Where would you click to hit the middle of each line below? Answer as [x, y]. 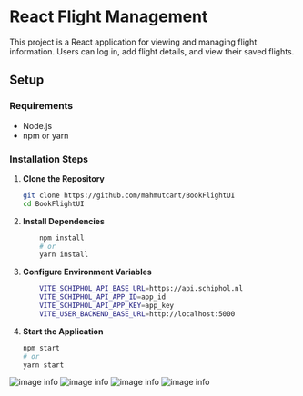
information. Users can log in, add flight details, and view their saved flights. [152, 51]
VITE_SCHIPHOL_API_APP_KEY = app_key [107, 306]
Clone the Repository [63, 178]
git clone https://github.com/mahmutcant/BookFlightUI [129, 195]
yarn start [43, 365]
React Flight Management [109, 17]
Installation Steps [49, 159]
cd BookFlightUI [53, 203]
